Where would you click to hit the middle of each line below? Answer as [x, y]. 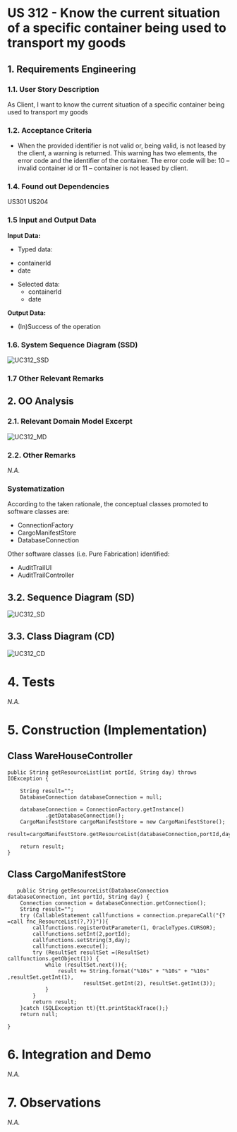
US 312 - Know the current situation [114, 13]
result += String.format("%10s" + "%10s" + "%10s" [134, 971]
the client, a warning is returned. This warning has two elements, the [117, 153]
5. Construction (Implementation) [107, 731]
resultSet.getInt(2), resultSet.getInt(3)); [150, 983]
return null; [39, 1014]
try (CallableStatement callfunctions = [80, 915]
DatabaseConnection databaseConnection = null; [91, 797]
